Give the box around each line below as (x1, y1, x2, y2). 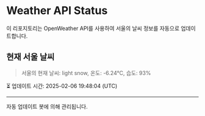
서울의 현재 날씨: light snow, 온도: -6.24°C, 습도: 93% (21, 69, 151, 76)
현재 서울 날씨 (6, 52, 55, 62)
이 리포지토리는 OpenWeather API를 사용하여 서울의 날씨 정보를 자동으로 (6, 24, 180, 32)
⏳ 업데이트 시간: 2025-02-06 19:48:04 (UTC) (6, 82, 118, 89)
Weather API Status (6, 4, 108, 18)
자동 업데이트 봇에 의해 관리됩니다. (6, 103, 88, 110)
